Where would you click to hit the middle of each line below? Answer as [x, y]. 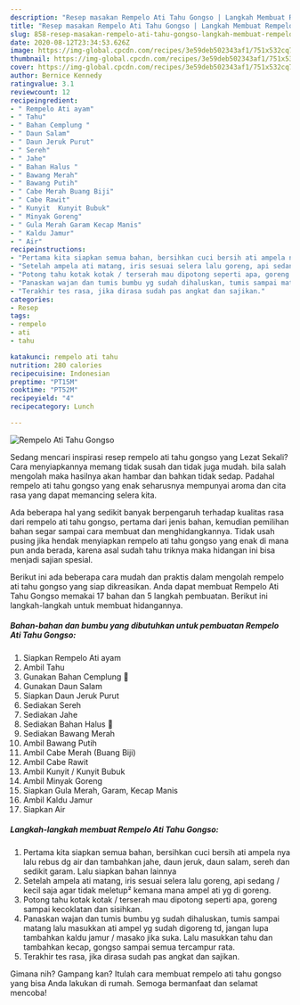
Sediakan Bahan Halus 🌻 [68, 724]
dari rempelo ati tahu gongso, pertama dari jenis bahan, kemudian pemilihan [150, 522]
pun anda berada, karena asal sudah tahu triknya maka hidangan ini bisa [142, 550]
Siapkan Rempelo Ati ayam [72, 657]
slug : [20, 34]
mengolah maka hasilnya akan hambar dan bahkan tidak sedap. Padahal [142, 476]
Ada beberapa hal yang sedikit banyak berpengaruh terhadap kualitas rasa [147, 512]
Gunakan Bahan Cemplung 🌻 [76, 676]
